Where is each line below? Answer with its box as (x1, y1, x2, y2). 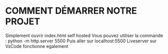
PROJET (5, 16, 40, 27)
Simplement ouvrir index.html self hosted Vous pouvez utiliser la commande (5, 32, 163, 38)
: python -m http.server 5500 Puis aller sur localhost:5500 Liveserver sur (5, 38, 157, 44)
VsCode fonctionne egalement (5, 43, 69, 49)
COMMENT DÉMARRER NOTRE (5, 5, 137, 17)
